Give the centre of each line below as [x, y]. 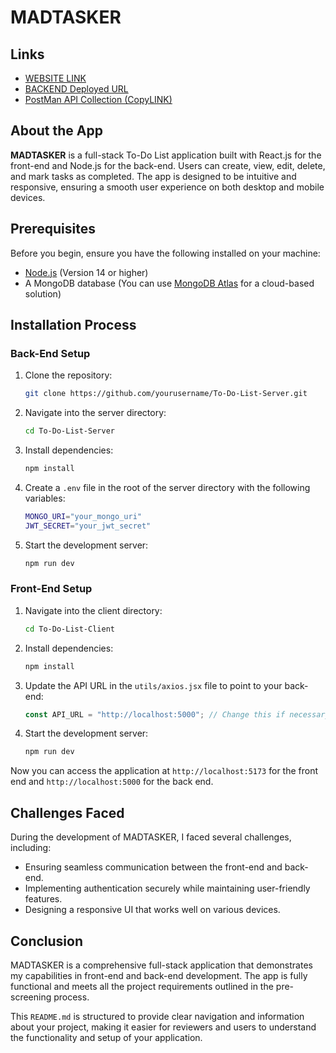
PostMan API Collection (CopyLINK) [98, 99]
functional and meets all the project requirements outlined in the [142, 986]
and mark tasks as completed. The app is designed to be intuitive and [153, 176]
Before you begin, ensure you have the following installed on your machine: [165, 253]
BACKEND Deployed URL [76, 89]
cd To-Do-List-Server [69, 431]
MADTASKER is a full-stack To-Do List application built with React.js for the [166, 155]
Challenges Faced [67, 812]
